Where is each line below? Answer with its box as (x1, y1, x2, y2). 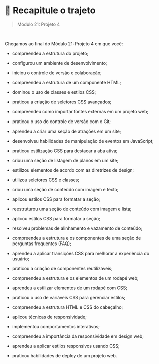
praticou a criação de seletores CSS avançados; (12, 99, 112, 105)
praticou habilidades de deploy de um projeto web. (12, 352, 117, 358)
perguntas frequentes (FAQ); (12, 240, 71, 247)
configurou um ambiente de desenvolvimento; (12, 60, 107, 66)
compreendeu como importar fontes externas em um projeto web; (12, 108, 149, 114)
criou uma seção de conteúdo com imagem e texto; (12, 186, 119, 192)
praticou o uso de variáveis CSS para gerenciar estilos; (12, 294, 126, 300)
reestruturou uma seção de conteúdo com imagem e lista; (12, 206, 132, 212)
